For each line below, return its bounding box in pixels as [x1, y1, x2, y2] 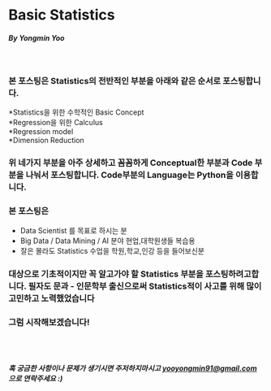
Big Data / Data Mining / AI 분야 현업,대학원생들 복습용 [19, 236, 196, 245]
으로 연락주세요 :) [8, 374, 63, 384]
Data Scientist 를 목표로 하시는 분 [19, 225, 127, 235]
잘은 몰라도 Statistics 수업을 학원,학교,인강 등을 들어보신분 [19, 245, 205, 255]
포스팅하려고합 [205, 268, 260, 280]
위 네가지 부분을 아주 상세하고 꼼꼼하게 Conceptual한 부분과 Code [8, 157, 253, 168]
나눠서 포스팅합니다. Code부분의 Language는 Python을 [25, 169, 234, 180]
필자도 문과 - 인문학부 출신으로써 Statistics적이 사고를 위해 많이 [28, 280, 262, 292]
